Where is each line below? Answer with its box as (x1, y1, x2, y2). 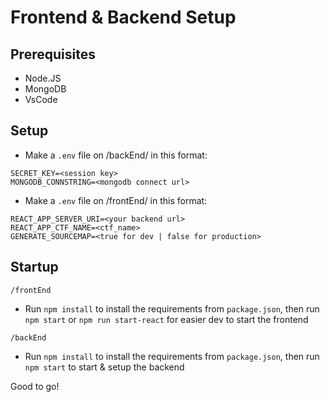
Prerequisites (10, 46, 96, 63)
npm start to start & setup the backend (24, 361, 185, 373)
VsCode (24, 94, 58, 105)
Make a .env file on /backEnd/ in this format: (24, 149, 208, 161)
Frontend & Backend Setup (10, 6, 237, 29)
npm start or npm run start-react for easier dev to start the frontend (24, 313, 309, 325)
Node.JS (24, 72, 62, 84)
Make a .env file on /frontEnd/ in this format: (24, 194, 208, 206)
